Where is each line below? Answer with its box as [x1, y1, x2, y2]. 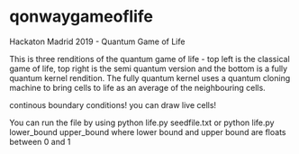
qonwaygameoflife [9, 6, 154, 27]
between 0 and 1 [9, 136, 71, 147]
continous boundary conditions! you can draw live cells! [9, 99, 217, 110]
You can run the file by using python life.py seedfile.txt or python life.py [9, 117, 275, 128]
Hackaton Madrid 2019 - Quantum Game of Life [9, 36, 186, 47]
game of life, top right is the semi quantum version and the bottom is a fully [9, 63, 288, 74]
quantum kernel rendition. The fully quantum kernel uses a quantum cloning [9, 72, 291, 83]
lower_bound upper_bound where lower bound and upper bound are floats [9, 126, 286, 137]
